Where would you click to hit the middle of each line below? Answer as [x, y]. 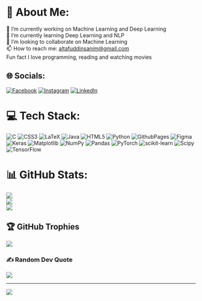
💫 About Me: [38, 12]
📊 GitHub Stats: [47, 175]
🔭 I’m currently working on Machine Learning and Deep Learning [86, 29]
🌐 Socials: [26, 76]
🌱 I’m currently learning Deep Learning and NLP [66, 35]
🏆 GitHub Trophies [43, 227]
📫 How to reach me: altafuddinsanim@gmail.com [68, 48]
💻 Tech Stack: [43, 116]
